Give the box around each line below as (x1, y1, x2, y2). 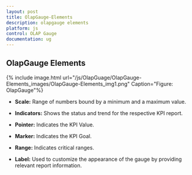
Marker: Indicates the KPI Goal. (14, 132, 92, 139)
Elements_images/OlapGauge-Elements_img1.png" (6, 80, 130, 87)
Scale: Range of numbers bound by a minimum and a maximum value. (14, 98, 187, 105)
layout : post (6, 8, 39, 15)
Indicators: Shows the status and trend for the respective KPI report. (14, 109, 183, 116)
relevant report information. (14, 161, 82, 169)
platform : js (6, 25, 39, 31)
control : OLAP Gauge (6, 31, 57, 37)
